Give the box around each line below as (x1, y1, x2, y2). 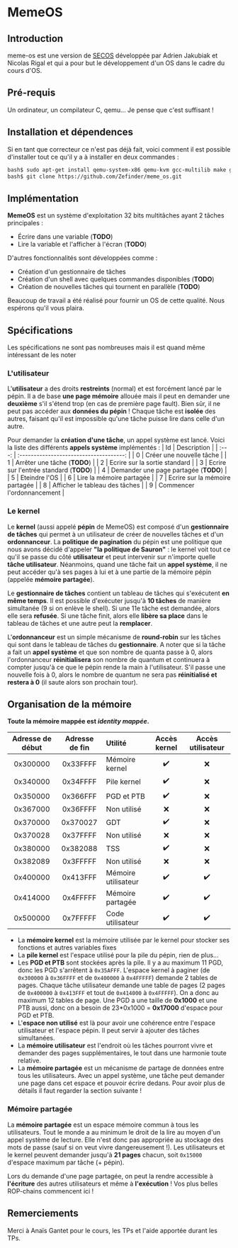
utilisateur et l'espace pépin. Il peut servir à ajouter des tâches (17, 1026, 200, 1035)
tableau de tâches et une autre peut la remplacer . (7, 619, 153, 627)
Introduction (7, 33, 64, 45)
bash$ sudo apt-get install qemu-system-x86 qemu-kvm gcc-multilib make (7, 166, 227, 174)
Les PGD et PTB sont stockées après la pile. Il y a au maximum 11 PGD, (17, 958, 223, 967)
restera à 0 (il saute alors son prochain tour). (7, 678, 138, 686)
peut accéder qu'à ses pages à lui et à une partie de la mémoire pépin (7, 568, 212, 576)
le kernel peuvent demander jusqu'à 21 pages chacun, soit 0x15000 (7, 1150, 203, 1159)
